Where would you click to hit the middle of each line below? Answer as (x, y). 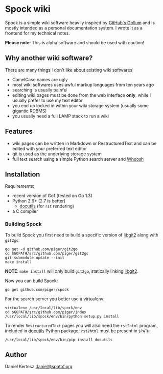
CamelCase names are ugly (40, 79)
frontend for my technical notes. (37, 33)
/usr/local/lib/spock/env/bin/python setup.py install (62, 316)
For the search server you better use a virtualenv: (55, 299)
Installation (23, 174)
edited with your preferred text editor (49, 148)
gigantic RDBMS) (29, 111)
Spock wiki (28, 9)
